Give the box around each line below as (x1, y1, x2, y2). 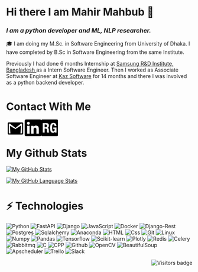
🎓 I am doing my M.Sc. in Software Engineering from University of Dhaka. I (6, 40, 190, 47)
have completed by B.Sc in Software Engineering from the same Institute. (6, 48, 184, 56)
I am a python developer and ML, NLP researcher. (6, 27, 152, 35)
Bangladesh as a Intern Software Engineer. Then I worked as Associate (6, 66, 179, 73)
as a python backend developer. (6, 79, 85, 86)
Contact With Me (6, 100, 92, 113)
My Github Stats (6, 146, 87, 160)
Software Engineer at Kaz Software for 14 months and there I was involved (6, 73, 187, 80)
